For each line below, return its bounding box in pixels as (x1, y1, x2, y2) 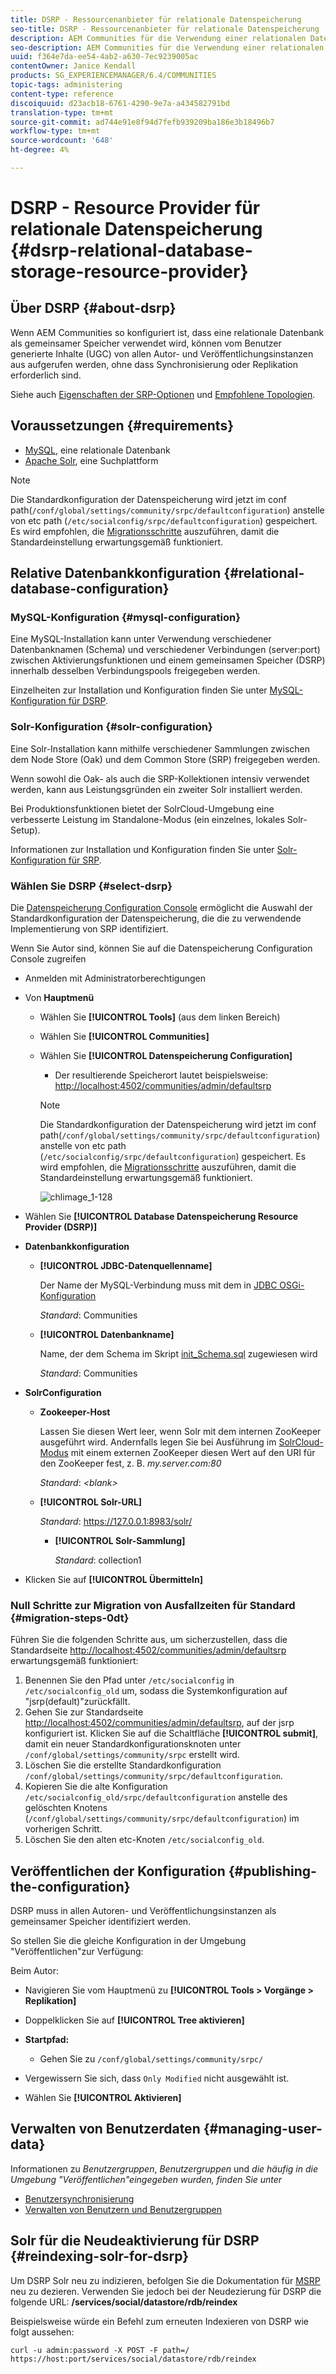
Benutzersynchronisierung (24, 2192, 135, 2205)
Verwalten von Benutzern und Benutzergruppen (24, 2203, 223, 2215)
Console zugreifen (10, 952, 87, 965)
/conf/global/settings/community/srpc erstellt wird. (24, 1749, 240, 1761)
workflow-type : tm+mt (10, 126, 101, 136)
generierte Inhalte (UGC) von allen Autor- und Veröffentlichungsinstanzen (10, 347, 314, 360)
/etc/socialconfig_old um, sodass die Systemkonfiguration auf (24, 1685, 288, 1697)
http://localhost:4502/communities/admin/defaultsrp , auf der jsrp (24, 1717, 295, 1729)
